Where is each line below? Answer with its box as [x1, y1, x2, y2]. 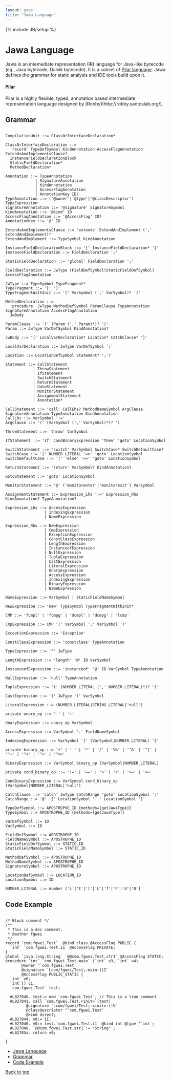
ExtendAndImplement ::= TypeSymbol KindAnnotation [5, 237, 116, 242]
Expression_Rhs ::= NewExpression [5, 523, 79, 528]
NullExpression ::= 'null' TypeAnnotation [5, 675, 97, 681]
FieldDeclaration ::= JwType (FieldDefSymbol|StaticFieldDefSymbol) [5, 268, 155, 273]
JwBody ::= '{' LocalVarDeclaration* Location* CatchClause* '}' [5, 335, 147, 341]
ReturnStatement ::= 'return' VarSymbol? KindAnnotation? [5, 465, 132, 470]
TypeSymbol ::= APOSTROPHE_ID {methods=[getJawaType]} [5, 810, 125, 815]
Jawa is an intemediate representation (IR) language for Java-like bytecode [5, 61, 164, 67]
